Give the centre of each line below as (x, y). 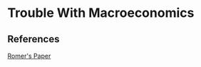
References (33, 39)
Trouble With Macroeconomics (101, 13)
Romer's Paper (29, 56)
